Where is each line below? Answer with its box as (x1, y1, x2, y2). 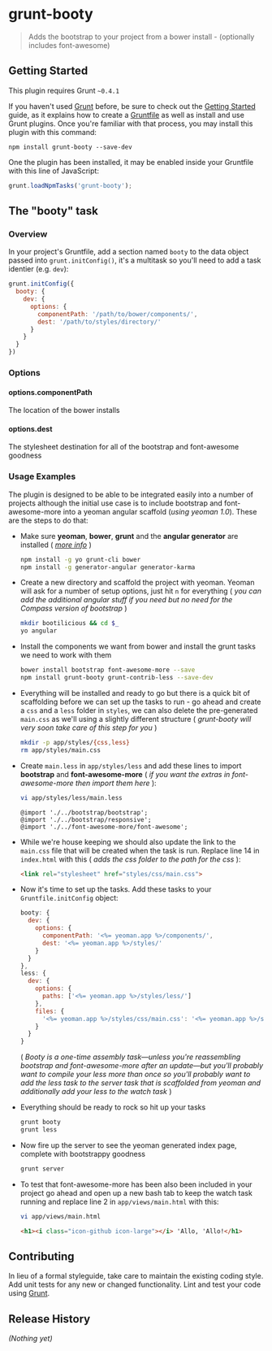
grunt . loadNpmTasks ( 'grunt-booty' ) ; (8, 181, 132, 189)
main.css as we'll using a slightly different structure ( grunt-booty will (19, 714, 252, 723)
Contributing (8, 1249, 75, 1263)
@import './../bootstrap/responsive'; (19, 815, 152, 823)
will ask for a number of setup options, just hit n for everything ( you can (19, 586, 262, 596)
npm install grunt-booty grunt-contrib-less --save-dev (19, 674, 214, 682)
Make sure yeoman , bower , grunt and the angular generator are (19, 531, 239, 541)
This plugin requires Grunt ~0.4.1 (8, 85, 120, 95)
